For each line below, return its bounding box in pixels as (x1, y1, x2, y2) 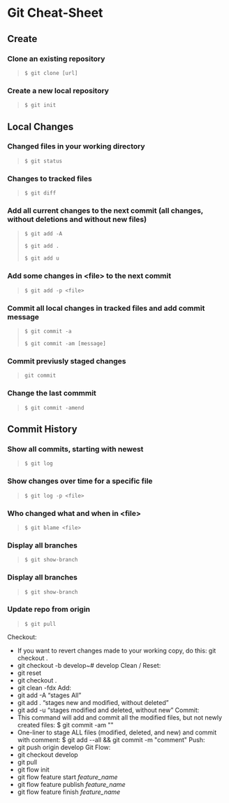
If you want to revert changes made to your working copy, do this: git (17, 646, 216, 655)
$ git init (24, 102, 57, 109)
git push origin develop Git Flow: (17, 743, 111, 751)
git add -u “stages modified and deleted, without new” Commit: (17, 706, 200, 714)
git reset (17, 669, 42, 677)
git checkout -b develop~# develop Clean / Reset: (17, 661, 161, 669)
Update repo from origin (7, 604, 91, 614)
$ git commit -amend (24, 404, 84, 411)
